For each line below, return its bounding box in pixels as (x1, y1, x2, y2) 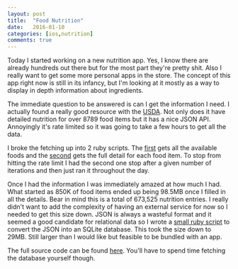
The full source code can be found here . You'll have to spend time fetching (7, 246, 226, 255)
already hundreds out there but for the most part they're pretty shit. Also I (7, 64, 222, 72)
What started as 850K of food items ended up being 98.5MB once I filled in (7, 188, 226, 196)
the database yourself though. (7, 254, 96, 263)
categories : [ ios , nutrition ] (7, 30, 93, 38)
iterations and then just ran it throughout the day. (7, 166, 150, 175)
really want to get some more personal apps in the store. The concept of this (7, 71, 231, 80)
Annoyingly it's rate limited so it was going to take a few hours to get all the (7, 122, 227, 131)
